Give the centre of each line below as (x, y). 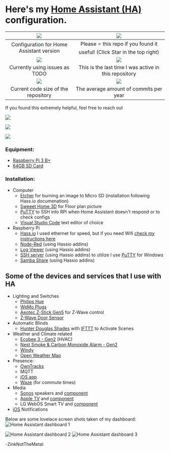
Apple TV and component (47, 399)
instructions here (38, 238)
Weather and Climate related (42, 334)
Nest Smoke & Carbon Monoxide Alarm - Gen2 (69, 345)
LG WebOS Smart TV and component (59, 404)
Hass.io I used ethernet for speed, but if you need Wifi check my (88, 233)
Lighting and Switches (36, 296)
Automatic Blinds (30, 323)
